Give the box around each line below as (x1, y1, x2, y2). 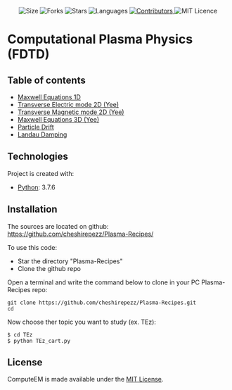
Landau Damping (17, 130, 67, 139)
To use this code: (7, 243, 58, 251)
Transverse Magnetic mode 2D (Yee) (17, 108, 124, 116)
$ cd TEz (7, 331, 33, 338)
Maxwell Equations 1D (17, 93, 81, 101)
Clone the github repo (17, 264, 81, 272)
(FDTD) (7, 46, 50, 63)
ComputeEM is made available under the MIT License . (7, 375, 164, 384)
